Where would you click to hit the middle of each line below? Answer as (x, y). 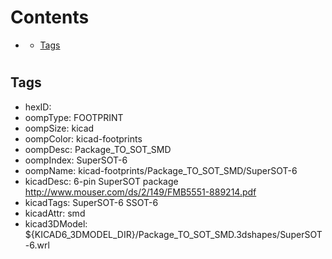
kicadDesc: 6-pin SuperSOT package (101, 181)
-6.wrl (37, 245)
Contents (50, 17)
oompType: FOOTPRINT (74, 117)
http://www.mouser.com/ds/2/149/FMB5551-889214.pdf (140, 192)
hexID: (38, 107)
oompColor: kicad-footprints (83, 138)
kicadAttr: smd (55, 213)
